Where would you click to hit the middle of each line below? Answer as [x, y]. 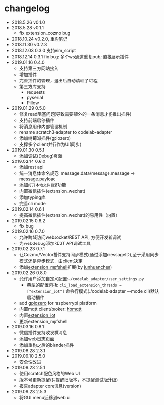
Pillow [33, 103]
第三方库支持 [32, 86]
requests [36, 92]
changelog [27, 9]
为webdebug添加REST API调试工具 [55, 243]
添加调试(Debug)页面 [41, 156]
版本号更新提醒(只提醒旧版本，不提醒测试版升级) [69, 379]
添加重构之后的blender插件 [47, 345]
